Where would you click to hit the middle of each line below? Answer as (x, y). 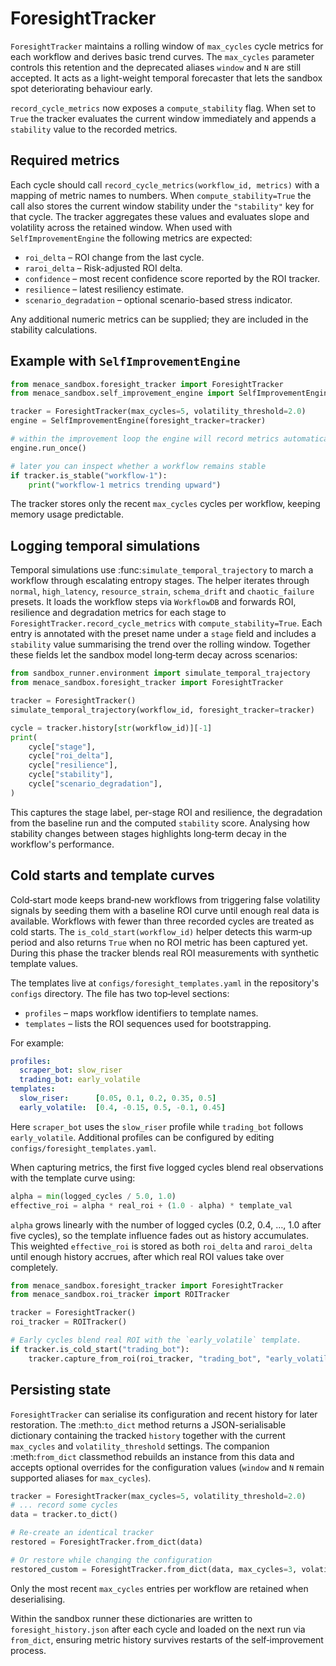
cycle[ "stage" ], (62, 747)
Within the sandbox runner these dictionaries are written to (131, 1618)
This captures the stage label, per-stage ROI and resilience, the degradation (166, 812)
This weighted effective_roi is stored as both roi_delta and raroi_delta (161, 1246)
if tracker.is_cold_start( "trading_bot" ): (100, 1349)
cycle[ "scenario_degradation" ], (95, 784)
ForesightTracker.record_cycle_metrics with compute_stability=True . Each (166, 623)
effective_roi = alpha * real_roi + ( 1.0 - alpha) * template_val (151, 1205)
